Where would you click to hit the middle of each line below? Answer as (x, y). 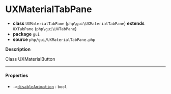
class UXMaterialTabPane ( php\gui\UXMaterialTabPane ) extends (79, 23)
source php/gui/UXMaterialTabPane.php (54, 39)
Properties (17, 75)
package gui (26, 34)
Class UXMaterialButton (30, 59)
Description (18, 49)
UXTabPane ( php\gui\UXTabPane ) (45, 28)
